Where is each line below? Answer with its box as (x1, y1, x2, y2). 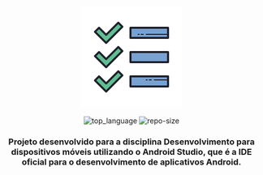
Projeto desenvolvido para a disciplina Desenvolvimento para (8, 136, 255, 147)
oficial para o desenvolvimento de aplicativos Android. (21, 156, 242, 168)
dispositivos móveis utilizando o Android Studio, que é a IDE (11, 146, 252, 157)
